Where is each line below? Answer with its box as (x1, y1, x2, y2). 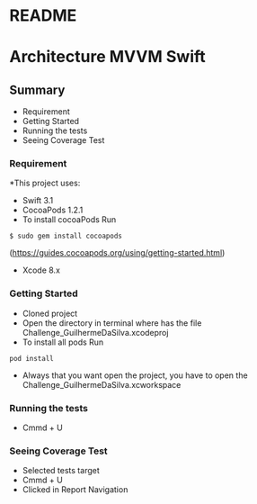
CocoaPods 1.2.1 (22, 204, 84, 216)
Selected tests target (22, 465, 101, 476)
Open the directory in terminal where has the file (22, 317, 202, 328)
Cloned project (22, 308, 78, 319)
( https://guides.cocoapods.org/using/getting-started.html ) (9, 247, 226, 258)
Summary (9, 82, 66, 97)
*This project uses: (9, 177, 81, 189)
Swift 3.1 (22, 195, 54, 206)
